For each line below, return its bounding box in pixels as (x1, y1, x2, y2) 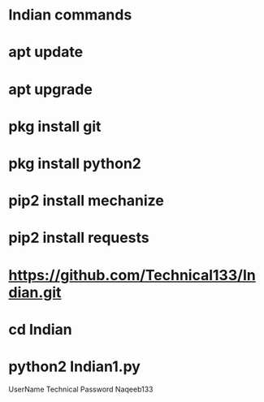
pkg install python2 (8, 154, 142, 172)
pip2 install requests (8, 229, 149, 247)
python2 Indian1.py (8, 357, 141, 375)
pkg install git (8, 117, 102, 136)
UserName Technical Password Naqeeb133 (8, 384, 154, 394)
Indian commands (8, 6, 132, 24)
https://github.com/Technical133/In (8, 266, 256, 284)
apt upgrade (8, 80, 93, 98)
